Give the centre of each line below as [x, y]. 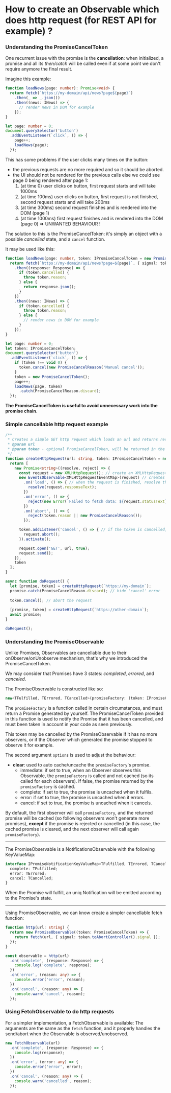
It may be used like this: [30, 249]
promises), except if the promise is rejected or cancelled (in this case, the [83, 823]
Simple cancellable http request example [57, 424]
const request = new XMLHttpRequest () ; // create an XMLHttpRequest [93, 473]
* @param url [21, 445]
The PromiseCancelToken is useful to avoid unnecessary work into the [81, 406]
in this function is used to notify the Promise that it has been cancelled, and [84, 718]
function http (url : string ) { [37, 928]
